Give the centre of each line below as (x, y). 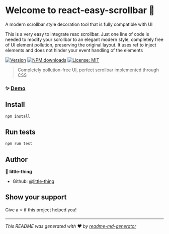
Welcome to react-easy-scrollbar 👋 (80, 10)
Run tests (20, 132)
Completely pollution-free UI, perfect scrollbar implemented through (88, 70)
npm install (18, 116)
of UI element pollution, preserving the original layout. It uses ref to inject (81, 44)
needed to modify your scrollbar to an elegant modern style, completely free (84, 39)
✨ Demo (15, 88)
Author (16, 159)
